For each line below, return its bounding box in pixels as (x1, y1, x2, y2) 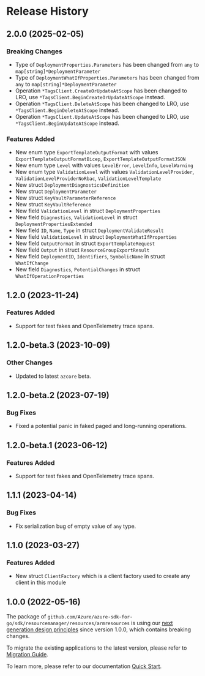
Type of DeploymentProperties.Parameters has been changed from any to (15, 61, 199, 68)
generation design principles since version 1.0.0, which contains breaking (6, 626, 192, 633)
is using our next (131, 620, 173, 627)
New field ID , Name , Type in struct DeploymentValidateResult (15, 227, 164, 234)
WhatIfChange (15, 260, 49, 267)
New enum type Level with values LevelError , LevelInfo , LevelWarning (15, 162, 194, 169)
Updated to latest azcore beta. (15, 372, 92, 380)
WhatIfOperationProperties (15, 274, 84, 280)
